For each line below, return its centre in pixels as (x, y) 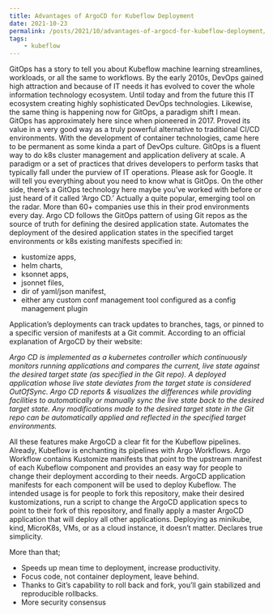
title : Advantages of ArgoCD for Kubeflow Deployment (102, 16)
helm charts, (42, 266)
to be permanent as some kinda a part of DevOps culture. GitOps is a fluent (135, 147)
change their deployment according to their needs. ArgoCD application (127, 476)
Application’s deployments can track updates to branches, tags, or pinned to (136, 324)
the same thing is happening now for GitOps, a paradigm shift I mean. (125, 112)
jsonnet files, (42, 283)
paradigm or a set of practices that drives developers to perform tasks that (134, 164)
